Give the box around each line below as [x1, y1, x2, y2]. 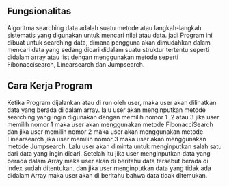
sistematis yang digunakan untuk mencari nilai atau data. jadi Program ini [7, 31, 213, 39]
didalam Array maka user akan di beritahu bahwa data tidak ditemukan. [7, 171, 208, 179]
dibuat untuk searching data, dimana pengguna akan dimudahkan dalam [7, 38, 211, 47]
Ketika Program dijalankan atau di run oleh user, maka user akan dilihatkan [7, 98, 217, 106]
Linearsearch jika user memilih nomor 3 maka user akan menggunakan [7, 135, 206, 143]
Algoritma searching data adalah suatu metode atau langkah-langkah [7, 23, 202, 32]
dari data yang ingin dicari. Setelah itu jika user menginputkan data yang [7, 149, 211, 157]
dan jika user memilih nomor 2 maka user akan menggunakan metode [7, 127, 204, 136]
